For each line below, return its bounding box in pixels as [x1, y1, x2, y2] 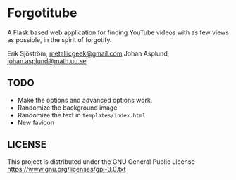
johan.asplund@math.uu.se [7, 56, 87, 65]
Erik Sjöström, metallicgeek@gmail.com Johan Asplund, [7, 49, 170, 58]
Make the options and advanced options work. [17, 96, 153, 104]
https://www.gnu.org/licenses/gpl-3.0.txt [7, 165, 126, 173]
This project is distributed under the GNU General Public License [7, 157, 195, 166]
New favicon [17, 118, 55, 127]
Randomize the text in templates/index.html [17, 110, 146, 119]
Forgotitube [7, 5, 77, 21]
